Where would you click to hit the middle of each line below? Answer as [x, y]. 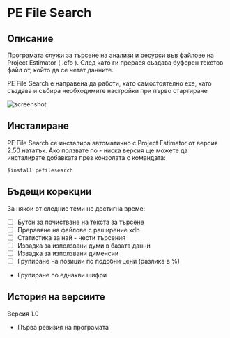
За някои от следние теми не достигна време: [76, 208]
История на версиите [56, 297]
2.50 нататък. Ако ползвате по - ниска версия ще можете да [98, 150]
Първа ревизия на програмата [63, 327]
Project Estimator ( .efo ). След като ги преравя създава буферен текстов [115, 63]
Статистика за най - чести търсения [71, 237]
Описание [30, 39]
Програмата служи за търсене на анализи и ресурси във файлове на [111, 55]
